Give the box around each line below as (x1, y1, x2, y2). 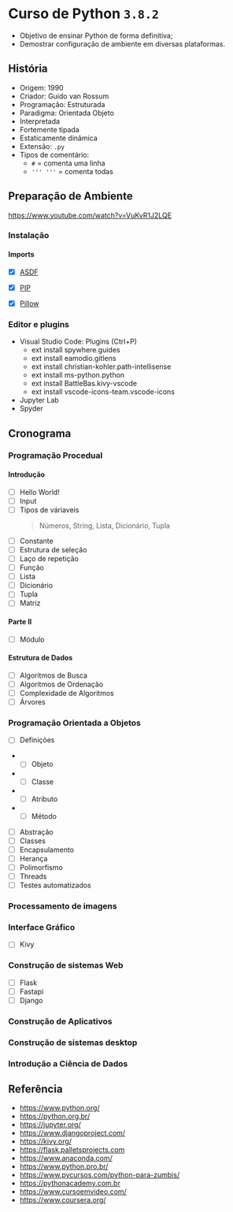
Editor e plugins (8, 318, 69, 329)
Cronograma (8, 426, 72, 440)
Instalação (8, 230, 50, 241)
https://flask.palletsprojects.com (19, 1145, 125, 1154)
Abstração (19, 827, 54, 836)
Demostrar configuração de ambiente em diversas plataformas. (19, 39, 226, 48)
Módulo (19, 634, 45, 644)
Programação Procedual (8, 450, 103, 461)
